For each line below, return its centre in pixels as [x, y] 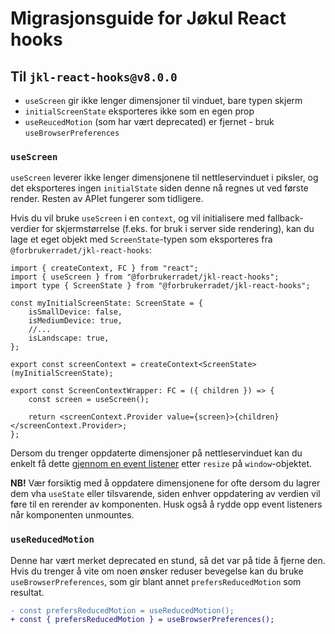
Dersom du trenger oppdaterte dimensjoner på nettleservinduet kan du [156, 453]
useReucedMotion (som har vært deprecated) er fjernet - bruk [149, 121]
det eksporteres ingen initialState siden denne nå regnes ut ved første [159, 188]
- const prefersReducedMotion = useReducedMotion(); [122, 610]
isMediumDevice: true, [75, 321]
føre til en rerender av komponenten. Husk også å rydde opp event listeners [166, 504]
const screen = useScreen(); [89, 400]
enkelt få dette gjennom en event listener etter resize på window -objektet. [161, 464]
